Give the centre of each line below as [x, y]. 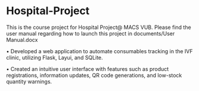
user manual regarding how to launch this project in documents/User [91, 33]
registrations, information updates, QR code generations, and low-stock [94, 75]
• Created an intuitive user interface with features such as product [88, 69]
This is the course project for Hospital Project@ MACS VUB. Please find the [99, 27]
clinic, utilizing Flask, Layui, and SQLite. [55, 57]
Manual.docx [22, 40]
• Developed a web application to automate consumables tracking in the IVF [99, 51]
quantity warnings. [29, 82]
